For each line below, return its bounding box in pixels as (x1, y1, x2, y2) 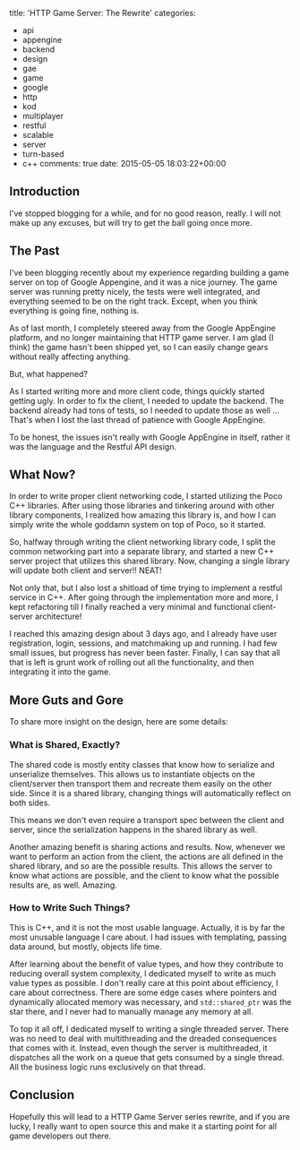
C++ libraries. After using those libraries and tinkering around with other (9, 501, 275, 511)
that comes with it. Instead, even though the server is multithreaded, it (9, 1043, 268, 1053)
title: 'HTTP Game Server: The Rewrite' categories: (9, 8, 196, 18)
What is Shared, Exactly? (9, 739, 121, 751)
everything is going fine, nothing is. (9, 305, 140, 316)
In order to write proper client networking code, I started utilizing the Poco (9, 491, 283, 502)
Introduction (9, 184, 81, 200)
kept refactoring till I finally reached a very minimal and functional (9, 602, 251, 613)
